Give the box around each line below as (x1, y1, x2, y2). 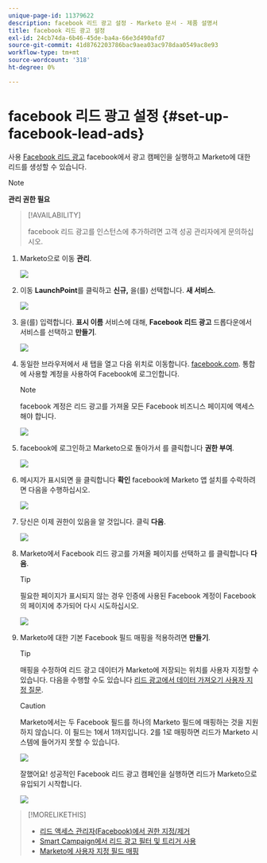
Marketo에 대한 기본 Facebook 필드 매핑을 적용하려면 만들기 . (19, 632, 211, 642)
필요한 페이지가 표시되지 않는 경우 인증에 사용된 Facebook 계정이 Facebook (19, 591, 257, 600)
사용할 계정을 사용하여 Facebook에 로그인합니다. (28, 369, 180, 378)
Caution (19, 701, 46, 710)
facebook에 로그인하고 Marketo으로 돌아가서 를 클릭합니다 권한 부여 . (19, 443, 234, 452)
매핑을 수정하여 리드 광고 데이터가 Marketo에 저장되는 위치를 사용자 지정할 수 (19, 665, 259, 674)
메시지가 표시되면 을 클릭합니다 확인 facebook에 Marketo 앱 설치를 (19, 474, 229, 484)
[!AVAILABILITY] (27, 210, 81, 220)
